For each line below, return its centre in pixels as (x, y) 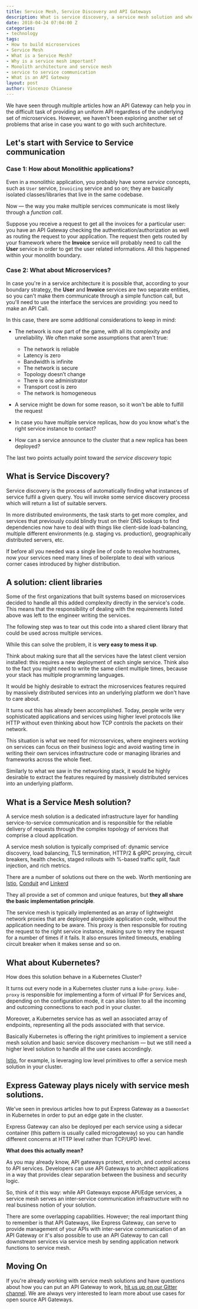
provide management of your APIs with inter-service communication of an (96, 1229)
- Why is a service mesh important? (51, 61)
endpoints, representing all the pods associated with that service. (85, 1025)
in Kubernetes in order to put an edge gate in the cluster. (75, 1115)
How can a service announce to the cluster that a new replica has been (101, 440)
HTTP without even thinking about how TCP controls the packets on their (95, 723)
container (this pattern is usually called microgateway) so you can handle (95, 1133)
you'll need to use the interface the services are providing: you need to (92, 302)
